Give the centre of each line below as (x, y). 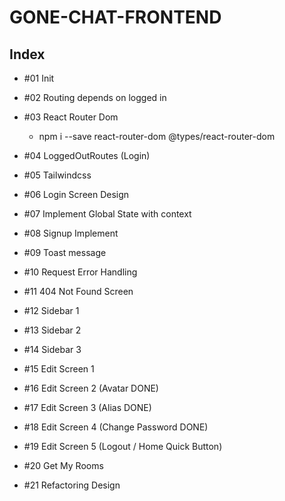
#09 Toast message (65, 252)
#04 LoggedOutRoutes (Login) (87, 155)
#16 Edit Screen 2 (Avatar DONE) (91, 388)
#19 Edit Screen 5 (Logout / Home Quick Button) (123, 446)
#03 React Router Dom (71, 117)
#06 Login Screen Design (76, 194)
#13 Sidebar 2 (52, 330)
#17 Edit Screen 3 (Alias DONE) (87, 407)
